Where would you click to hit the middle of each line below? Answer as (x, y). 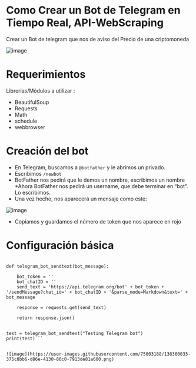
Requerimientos (46, 75)
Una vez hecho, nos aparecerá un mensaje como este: (81, 199)
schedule (26, 121)
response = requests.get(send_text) (62, 307)
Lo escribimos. (33, 192)
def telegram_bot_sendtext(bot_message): (58, 266)
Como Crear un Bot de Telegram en (93, 10)
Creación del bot (47, 151)
